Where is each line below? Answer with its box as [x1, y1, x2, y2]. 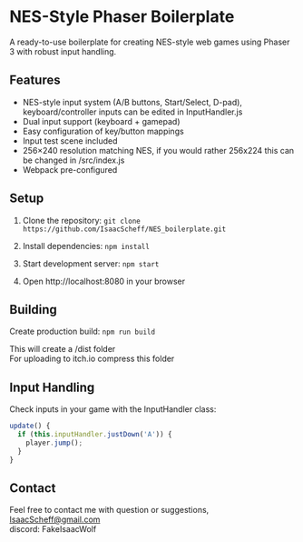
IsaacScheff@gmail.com [9, 514, 101, 525]
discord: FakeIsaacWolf [9, 524, 97, 535]
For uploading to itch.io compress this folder [9, 353, 175, 365]
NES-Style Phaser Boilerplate [9, 6, 235, 27]
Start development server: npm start [22, 257, 160, 269]
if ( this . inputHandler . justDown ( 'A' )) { [17, 430, 172, 439]
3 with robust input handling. [9, 45, 117, 56]
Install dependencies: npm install [22, 240, 150, 251]
